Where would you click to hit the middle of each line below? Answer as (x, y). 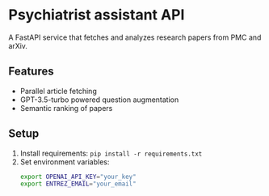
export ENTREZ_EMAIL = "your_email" (78, 184)
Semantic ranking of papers (66, 108)
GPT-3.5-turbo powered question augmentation (99, 100)
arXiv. (18, 45)
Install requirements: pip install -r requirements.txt (111, 153)
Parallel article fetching (58, 91)
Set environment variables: (65, 162)
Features (31, 72)
